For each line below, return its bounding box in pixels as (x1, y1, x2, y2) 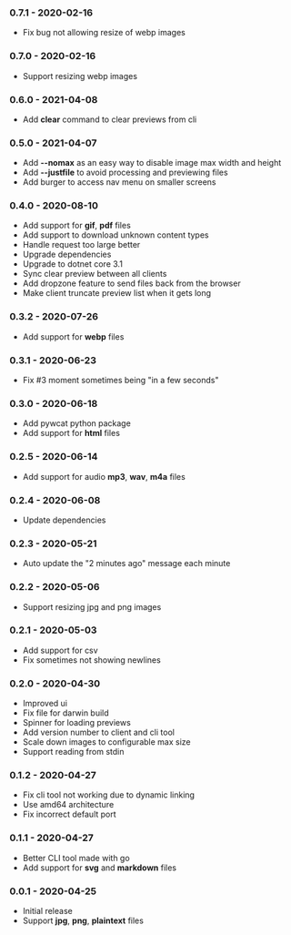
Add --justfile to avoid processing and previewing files (22, 167, 229, 178)
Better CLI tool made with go (22, 852, 130, 863)
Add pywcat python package (22, 418, 132, 429)
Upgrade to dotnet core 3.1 (22, 259, 123, 269)
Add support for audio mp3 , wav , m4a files (22, 471, 186, 482)
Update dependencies (22, 514, 106, 525)
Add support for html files (22, 428, 121, 439)
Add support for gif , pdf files (22, 220, 132, 231)
